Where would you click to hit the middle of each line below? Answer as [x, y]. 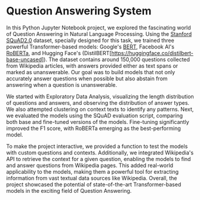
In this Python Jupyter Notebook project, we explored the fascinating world [99, 28]
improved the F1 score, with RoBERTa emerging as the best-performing [93, 128]
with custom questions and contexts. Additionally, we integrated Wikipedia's [100, 152]
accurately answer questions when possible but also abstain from [87, 78]
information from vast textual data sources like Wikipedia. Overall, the [92, 178]
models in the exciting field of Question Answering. [69, 190]
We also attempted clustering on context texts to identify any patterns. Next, [100, 109]
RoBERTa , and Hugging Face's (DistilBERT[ [59, 53]
